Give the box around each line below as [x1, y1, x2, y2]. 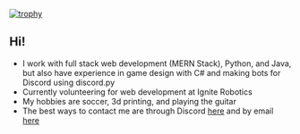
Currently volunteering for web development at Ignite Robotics [21, 86, 253, 97]
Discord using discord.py [21, 77, 116, 88]
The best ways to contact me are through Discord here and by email [21, 105, 274, 116]
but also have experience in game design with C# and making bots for [21, 67, 281, 78]
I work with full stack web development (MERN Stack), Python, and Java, [21, 58, 292, 69]
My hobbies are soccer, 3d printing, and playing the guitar [21, 96, 237, 106]
